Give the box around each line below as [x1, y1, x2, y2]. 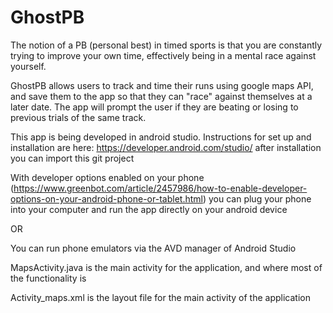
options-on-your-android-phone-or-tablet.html [10, 192, 203, 205]
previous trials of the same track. [10, 111, 147, 123]
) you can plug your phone [202, 192, 312, 205]
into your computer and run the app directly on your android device [10, 203, 288, 215]
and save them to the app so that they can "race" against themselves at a [10, 90, 313, 102]
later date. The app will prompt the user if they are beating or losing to [10, 101, 299, 113]
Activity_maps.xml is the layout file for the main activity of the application [10, 291, 311, 303]
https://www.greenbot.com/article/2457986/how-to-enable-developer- [13, 182, 308, 194]
